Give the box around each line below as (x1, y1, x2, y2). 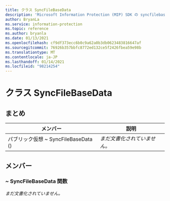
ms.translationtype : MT (5, 50, 56, 55)
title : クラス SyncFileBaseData (5, 7, 71, 13)
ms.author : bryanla (5, 31, 47, 36)
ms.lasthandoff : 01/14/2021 (5, 59, 65, 64)
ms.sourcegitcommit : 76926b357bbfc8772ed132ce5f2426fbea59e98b (5, 45, 142, 50)
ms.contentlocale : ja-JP (5, 54, 58, 60)
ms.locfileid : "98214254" (5, 64, 60, 69)
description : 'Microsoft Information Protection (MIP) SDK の (5, 12, 138, 17)
